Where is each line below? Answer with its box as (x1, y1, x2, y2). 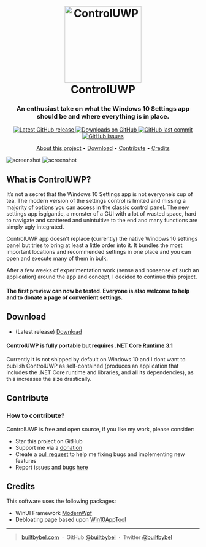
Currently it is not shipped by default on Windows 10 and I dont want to (6, 355, 186, 363)
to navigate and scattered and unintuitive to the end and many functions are (6, 217, 198, 224)
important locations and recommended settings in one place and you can (6, 248, 191, 256)
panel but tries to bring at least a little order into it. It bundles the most (6, 242, 183, 249)
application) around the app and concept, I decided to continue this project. (6, 273, 197, 281)
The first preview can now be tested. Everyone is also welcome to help (6, 287, 190, 294)
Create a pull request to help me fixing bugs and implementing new (15, 451, 185, 458)
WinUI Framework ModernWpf (15, 510, 93, 517)
